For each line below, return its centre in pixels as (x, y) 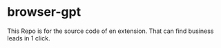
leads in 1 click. (29, 38)
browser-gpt (44, 12)
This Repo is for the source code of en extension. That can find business (110, 31)
